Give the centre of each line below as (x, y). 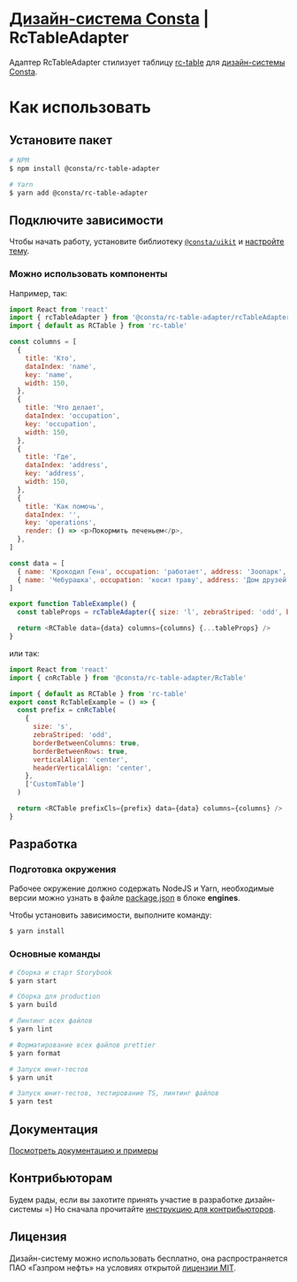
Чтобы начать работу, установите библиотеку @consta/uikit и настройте (147, 242)
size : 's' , (53, 727)
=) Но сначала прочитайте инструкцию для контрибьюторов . (160, 1209)
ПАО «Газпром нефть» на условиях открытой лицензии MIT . (123, 1267)
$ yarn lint (31, 1029)
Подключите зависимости (86, 220)
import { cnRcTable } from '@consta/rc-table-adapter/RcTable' (128, 678)
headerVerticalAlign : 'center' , (92, 768)
